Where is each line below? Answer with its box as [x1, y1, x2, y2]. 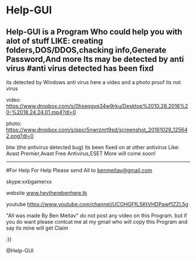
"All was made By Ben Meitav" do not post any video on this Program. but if [6, 212, 188, 219]
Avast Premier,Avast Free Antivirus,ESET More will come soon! [6, 150, 156, 157]
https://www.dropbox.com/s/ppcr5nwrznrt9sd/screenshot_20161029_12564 [6, 126, 188, 133]
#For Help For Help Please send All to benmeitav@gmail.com [6, 167, 153, 174]
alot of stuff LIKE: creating [6, 36, 103, 46]
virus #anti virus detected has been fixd [6, 63, 154, 73]
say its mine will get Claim [6, 224, 69, 231]
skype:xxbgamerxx [6, 178, 52, 185]
